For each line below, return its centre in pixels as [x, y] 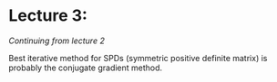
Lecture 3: [48, 16]
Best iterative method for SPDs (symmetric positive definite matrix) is [138, 58]
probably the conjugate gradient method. [86, 68]
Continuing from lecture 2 [57, 41]
